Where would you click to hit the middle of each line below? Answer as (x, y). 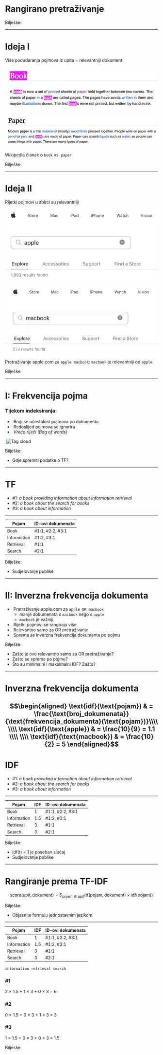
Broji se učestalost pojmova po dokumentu (56, 421)
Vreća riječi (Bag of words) (41, 432)
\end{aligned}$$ (93, 744)
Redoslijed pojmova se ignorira (44, 427)
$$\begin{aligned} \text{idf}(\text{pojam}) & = (81, 706)
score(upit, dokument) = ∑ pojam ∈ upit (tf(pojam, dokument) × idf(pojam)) (81, 896)
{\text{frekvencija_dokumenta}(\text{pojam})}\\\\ (81, 722)
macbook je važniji (36, 619)
